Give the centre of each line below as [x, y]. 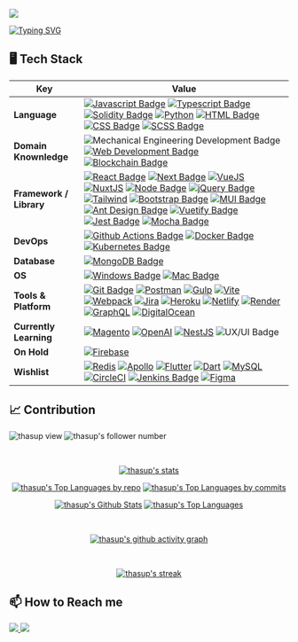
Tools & [30, 295]
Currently [35, 326]
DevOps [31, 241]
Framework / [41, 193]
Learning [33, 337]
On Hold [31, 352]
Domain [30, 145]
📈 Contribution [52, 410]
